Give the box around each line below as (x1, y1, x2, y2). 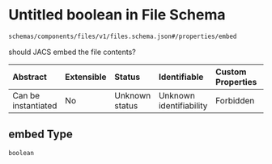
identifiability (158, 99, 208, 111)
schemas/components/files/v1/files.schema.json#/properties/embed (8, 32, 237, 40)
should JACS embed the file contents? (8, 47, 136, 57)
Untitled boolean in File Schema (8, 6, 226, 24)
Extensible (64, 71, 107, 82)
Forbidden (215, 95, 255, 106)
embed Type (8, 128, 73, 141)
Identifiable (158, 71, 204, 82)
